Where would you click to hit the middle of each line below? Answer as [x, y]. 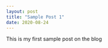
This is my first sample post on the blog [54, 39]
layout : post [22, 11]
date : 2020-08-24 [27, 22]
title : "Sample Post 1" [35, 17]
